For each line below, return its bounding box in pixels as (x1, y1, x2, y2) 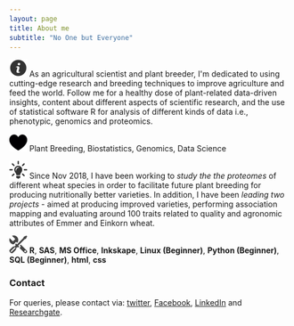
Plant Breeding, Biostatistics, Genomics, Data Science (29, 143, 227, 154)
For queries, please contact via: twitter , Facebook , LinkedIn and (9, 297, 242, 307)
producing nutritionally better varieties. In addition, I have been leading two (9, 190, 285, 200)
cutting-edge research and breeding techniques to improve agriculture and (9, 78, 285, 89)
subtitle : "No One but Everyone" (9, 33, 134, 42)
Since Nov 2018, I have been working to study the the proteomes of (29, 170, 277, 182)
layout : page (9, 14, 58, 23)
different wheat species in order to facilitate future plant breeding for (9, 180, 261, 191)
